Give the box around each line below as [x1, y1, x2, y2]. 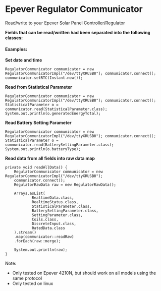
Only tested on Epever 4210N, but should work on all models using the [12, 270, 156, 276]
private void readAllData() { [5, 165, 68, 170]
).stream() [14, 230, 37, 235]
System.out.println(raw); [14, 247, 68, 252]
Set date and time [5, 57, 42, 63]
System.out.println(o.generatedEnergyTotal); [5, 111, 101, 116]
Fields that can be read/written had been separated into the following [5, 29, 151, 35]
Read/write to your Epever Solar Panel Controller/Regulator [5, 20, 125, 26]
